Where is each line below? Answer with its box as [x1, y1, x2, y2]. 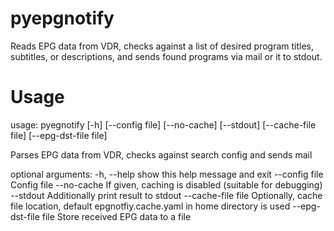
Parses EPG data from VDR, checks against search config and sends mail [10, 148, 313, 161]
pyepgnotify [10, 7, 115, 30]
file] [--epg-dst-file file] [10, 129, 108, 141]
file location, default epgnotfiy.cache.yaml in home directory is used [10, 200, 291, 212]
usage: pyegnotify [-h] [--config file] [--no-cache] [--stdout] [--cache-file [10, 118, 317, 131]
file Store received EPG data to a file [41, 210, 192, 222]
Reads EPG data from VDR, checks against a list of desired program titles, [10, 40, 315, 52]
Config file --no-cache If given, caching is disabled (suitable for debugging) [10, 178, 323, 191]
